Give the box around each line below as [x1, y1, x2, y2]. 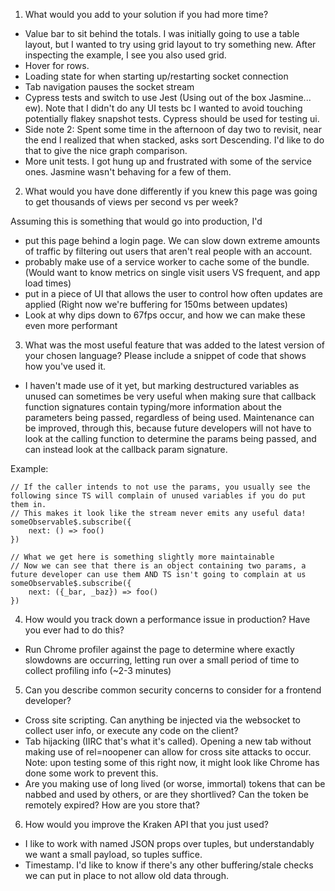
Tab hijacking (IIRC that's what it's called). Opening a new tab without [24, 735, 312, 747]
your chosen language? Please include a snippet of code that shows [24, 350, 307, 361]
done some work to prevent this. [24, 767, 159, 779]
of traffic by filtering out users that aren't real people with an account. [24, 245, 313, 257]
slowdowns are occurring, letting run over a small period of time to [24, 654, 300, 666]
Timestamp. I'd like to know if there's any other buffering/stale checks [24, 859, 314, 871]
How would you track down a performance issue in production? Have [24, 614, 311, 625]
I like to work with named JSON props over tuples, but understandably [24, 838, 315, 849]
